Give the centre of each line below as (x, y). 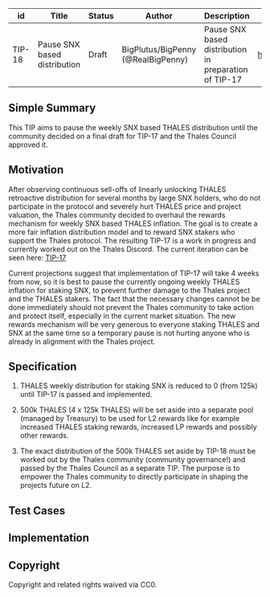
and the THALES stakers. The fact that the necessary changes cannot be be (134, 298)
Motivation (36, 170)
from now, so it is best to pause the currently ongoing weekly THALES (124, 281)
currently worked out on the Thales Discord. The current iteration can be (129, 249)
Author (159, 16)
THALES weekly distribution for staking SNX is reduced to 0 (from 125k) (139, 386)
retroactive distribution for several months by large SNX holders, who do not (135, 198)
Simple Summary (52, 108)
